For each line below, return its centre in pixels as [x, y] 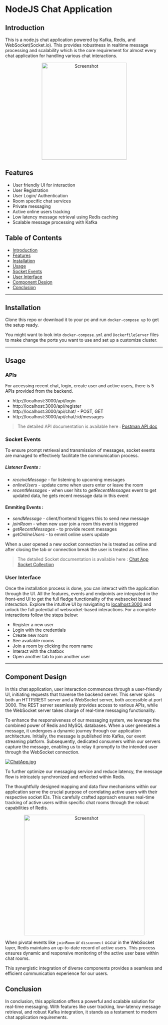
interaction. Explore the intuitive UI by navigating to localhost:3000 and [78, 604]
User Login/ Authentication [40, 195]
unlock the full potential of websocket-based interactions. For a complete [81, 609]
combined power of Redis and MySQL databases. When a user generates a [83, 725]
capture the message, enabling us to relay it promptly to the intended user [81, 746]
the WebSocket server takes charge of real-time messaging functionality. [80, 710]
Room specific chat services [42, 201]
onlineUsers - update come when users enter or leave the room [78, 485]
